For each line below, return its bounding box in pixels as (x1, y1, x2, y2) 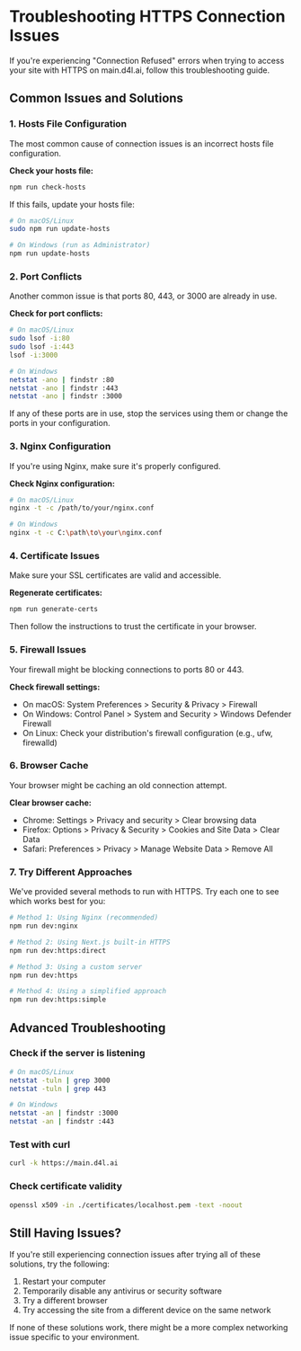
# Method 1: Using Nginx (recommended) (9, 913, 159, 922)
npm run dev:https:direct (9, 946, 106, 955)
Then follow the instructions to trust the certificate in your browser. (9, 621, 258, 632)
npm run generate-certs (9, 605, 99, 614)
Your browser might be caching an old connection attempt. (9, 779, 227, 790)
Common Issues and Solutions (9, 91, 184, 106)
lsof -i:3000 (9, 351, 58, 360)
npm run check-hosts (9, 182, 87, 191)
